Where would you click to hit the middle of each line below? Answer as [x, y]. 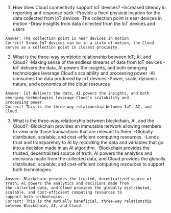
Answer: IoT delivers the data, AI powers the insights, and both [77, 93]
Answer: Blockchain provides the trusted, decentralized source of [79, 179]
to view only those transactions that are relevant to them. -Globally [83, 132]
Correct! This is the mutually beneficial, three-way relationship [79, 201]
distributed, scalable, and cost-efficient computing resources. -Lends [86, 137]
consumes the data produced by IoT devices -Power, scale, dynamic [85, 78]
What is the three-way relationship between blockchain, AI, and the [83, 121]
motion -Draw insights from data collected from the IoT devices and [84, 23]
